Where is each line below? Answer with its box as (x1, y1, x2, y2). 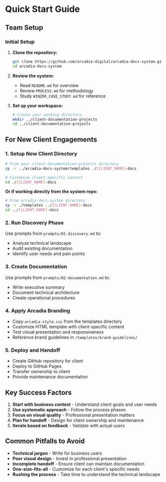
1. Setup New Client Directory (5, 150, 78, 157)
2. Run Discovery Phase (5, 219, 64, 226)
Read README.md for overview (19, 82, 79, 88)
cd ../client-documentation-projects (12, 121, 91, 126)
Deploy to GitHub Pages (12, 363, 62, 369)
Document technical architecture (12, 289, 80, 295)
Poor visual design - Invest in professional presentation (12, 455, 127, 461)
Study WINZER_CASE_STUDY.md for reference (19, 93, 106, 99)
